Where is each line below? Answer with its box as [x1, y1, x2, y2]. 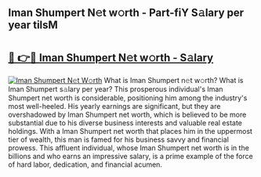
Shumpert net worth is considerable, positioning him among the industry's [8, 93, 248, 103]
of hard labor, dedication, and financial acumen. [8, 160, 163, 169]
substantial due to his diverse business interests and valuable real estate [8, 118, 243, 128]
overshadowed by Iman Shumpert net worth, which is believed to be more [8, 110, 247, 119]
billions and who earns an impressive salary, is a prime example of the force [8, 152, 253, 161]
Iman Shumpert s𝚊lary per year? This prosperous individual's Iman [8, 85, 223, 93]
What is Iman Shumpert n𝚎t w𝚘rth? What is [103, 76, 244, 85]
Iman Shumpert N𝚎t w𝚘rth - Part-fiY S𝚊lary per [8, 6, 245, 20]
